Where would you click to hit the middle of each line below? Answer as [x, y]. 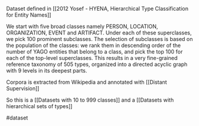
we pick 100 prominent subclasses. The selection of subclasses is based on [99, 39]
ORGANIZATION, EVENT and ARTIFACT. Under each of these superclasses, [99, 33]
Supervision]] [23, 88]
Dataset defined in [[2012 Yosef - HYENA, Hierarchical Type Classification [97, 9]
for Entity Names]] [29, 15]
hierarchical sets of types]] [39, 106]
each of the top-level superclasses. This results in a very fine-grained [92, 58]
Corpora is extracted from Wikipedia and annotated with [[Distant [87, 82]
